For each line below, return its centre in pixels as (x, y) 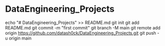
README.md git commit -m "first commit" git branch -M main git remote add (83, 27)
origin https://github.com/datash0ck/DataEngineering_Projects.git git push (81, 33)
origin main (20, 38)
